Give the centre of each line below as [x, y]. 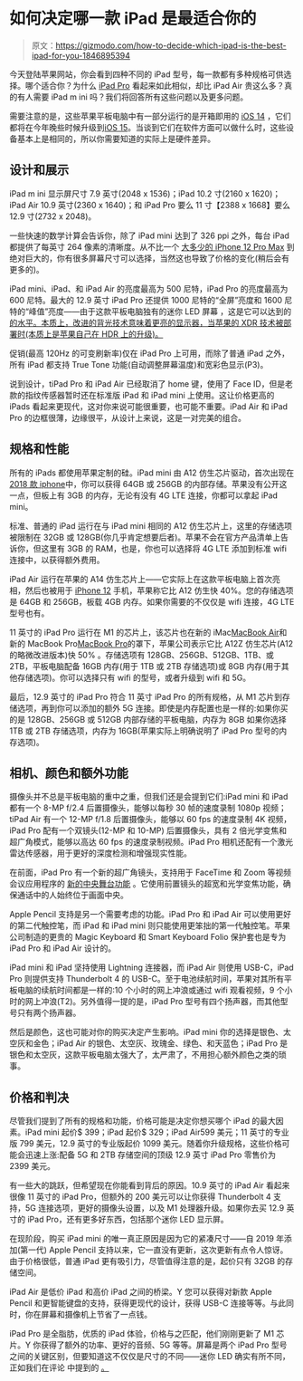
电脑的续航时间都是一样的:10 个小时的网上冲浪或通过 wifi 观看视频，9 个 [151, 990]
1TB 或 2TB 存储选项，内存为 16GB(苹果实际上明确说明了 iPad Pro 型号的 [144, 731]
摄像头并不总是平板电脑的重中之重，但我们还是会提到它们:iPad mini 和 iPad [149, 797]
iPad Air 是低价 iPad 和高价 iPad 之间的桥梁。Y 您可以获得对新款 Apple [141, 1292]
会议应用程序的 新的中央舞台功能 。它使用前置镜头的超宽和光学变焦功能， [146, 884]
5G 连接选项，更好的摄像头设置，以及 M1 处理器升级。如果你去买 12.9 [155, 1208]
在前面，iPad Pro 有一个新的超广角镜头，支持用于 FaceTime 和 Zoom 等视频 [151, 873]
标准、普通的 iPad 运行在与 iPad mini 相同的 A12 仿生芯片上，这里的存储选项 [151, 525]
